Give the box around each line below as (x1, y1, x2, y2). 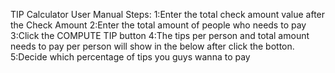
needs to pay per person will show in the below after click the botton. (10, 40, 295, 52)
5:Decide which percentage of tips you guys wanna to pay (10, 51, 251, 63)
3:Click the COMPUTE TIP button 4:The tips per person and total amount (10, 30, 310, 41)
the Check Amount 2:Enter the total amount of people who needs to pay (10, 19, 307, 31)
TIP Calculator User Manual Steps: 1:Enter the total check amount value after (10, 9, 326, 20)
